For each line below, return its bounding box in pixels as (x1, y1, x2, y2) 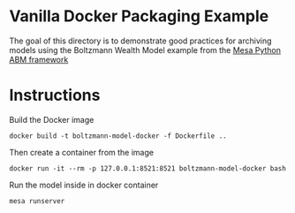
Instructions (9, 86, 101, 105)
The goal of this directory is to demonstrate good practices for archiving (9, 35, 272, 46)
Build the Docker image (9, 114, 95, 125)
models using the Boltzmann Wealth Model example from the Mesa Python (9, 44, 281, 55)
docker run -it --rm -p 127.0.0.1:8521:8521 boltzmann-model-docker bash (9, 164, 287, 173)
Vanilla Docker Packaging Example (9, 6, 269, 27)
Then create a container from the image (9, 147, 155, 157)
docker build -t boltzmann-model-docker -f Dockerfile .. (9, 131, 227, 141)
